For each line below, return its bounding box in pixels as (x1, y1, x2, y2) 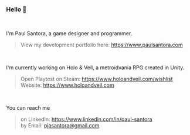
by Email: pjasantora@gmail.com (20, 122, 100, 129)
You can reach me (6, 104, 50, 112)
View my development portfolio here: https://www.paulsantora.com (20, 41, 183, 49)
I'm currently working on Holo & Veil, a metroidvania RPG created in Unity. (6, 64, 185, 71)
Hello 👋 (6, 5, 27, 14)
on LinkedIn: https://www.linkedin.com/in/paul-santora (20, 116, 152, 123)
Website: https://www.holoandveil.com (20, 82, 114, 89)
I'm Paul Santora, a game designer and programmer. (6, 30, 133, 37)
